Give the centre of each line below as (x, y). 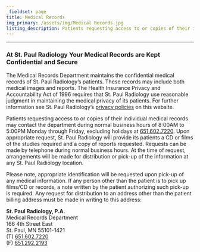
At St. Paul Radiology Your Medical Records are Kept (83, 55)
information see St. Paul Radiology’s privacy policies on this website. (90, 107)
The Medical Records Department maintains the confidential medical (90, 75)
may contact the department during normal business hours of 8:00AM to (95, 125)
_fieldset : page (26, 12)
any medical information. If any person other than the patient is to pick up (96, 181)
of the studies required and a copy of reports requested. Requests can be (96, 144)
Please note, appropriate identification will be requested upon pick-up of (95, 174)
